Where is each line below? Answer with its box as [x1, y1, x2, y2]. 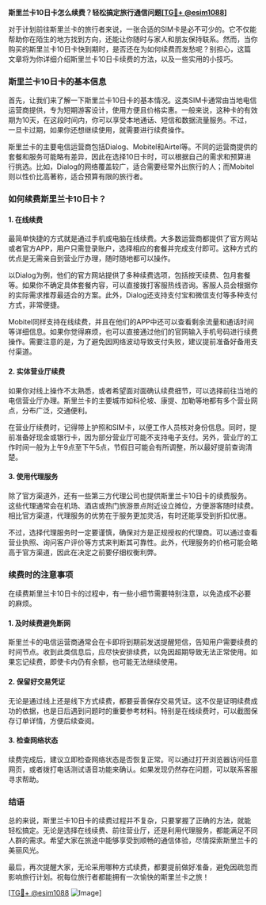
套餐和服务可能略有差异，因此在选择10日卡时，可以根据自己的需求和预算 [8, 152, 245, 162]
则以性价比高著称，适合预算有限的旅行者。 [8, 172, 147, 182]
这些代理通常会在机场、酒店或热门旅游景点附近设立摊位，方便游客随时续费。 [8, 500, 258, 510]
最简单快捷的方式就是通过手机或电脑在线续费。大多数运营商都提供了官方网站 [8, 234, 258, 244]
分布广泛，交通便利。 [21, 405, 92, 415]
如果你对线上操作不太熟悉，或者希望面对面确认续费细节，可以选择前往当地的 [8, 385, 258, 395]
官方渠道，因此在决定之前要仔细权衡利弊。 [21, 547, 161, 557]
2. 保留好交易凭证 [8, 677, 66, 686]
